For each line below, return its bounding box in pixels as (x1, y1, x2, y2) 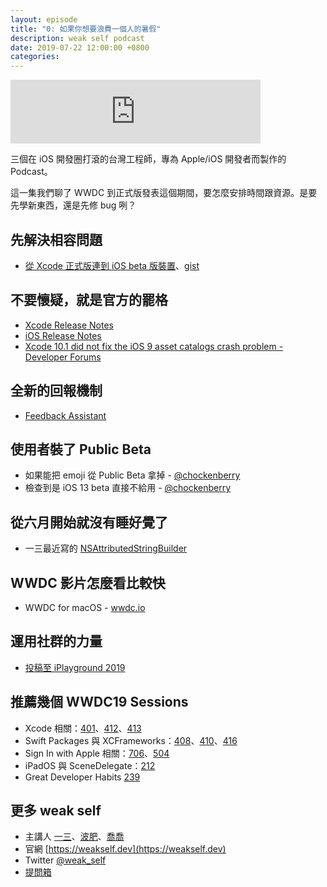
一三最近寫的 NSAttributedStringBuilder (24, 542, 188, 555)
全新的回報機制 (10, 382, 103, 400)
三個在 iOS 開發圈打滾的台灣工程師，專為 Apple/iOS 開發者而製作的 (10, 153, 287, 165)
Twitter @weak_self (24, 854, 107, 866)
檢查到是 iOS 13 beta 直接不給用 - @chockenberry (24, 482, 232, 494)
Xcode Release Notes (24, 319, 114, 331)
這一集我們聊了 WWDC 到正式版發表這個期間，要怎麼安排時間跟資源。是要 (10, 187, 318, 199)
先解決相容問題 (10, 231, 103, 248)
